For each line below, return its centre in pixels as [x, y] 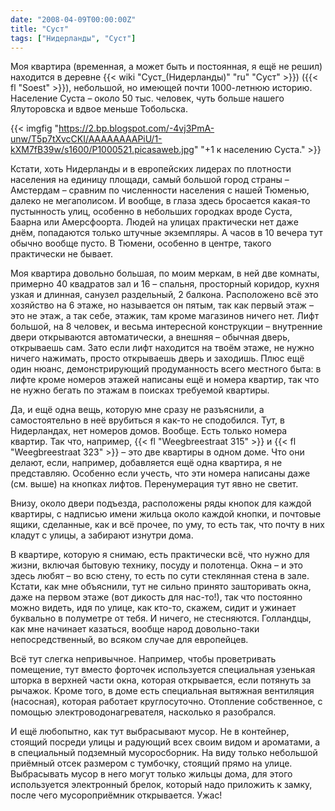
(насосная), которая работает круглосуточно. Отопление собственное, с [166, 702]
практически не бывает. [62, 254]
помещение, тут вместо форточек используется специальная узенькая [163, 670]
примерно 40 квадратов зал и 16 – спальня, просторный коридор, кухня [165, 284]
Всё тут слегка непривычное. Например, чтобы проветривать [143, 659]
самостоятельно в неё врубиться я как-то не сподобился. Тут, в [147, 420]
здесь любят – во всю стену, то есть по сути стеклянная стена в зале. [160, 576]
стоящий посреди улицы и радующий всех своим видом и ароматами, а [165, 742]
